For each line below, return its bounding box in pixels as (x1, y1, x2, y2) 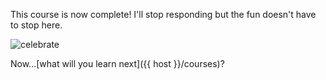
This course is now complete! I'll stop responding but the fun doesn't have (10, 9, 317, 20)
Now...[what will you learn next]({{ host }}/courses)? (10, 58, 225, 69)
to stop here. (10, 19, 63, 31)
